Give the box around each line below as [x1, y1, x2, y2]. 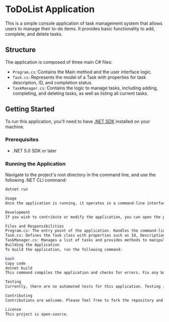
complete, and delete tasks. [5, 31, 63, 37]
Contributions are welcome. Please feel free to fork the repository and [5, 298, 163, 303]
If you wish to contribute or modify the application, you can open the [5, 214, 161, 220]
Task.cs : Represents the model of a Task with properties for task [12, 74, 146, 80]
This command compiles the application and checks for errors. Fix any [5, 270, 158, 276]
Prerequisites [5, 136, 39, 143]
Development [5, 209, 30, 215]
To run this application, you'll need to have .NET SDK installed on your [5, 118, 150, 124]
